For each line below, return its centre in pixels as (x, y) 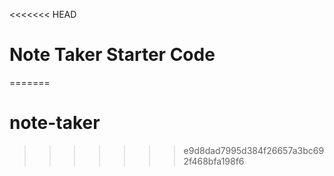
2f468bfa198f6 (214, 161)
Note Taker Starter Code (112, 55)
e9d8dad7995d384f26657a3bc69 (254, 150)
